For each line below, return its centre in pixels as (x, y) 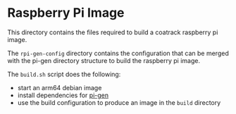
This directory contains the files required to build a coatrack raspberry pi (113, 32)
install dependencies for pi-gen (63, 95)
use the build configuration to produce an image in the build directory (119, 102)
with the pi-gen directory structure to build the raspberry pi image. (104, 60)
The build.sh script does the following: (64, 74)
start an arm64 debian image (60, 87)
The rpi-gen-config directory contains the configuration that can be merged (118, 53)
